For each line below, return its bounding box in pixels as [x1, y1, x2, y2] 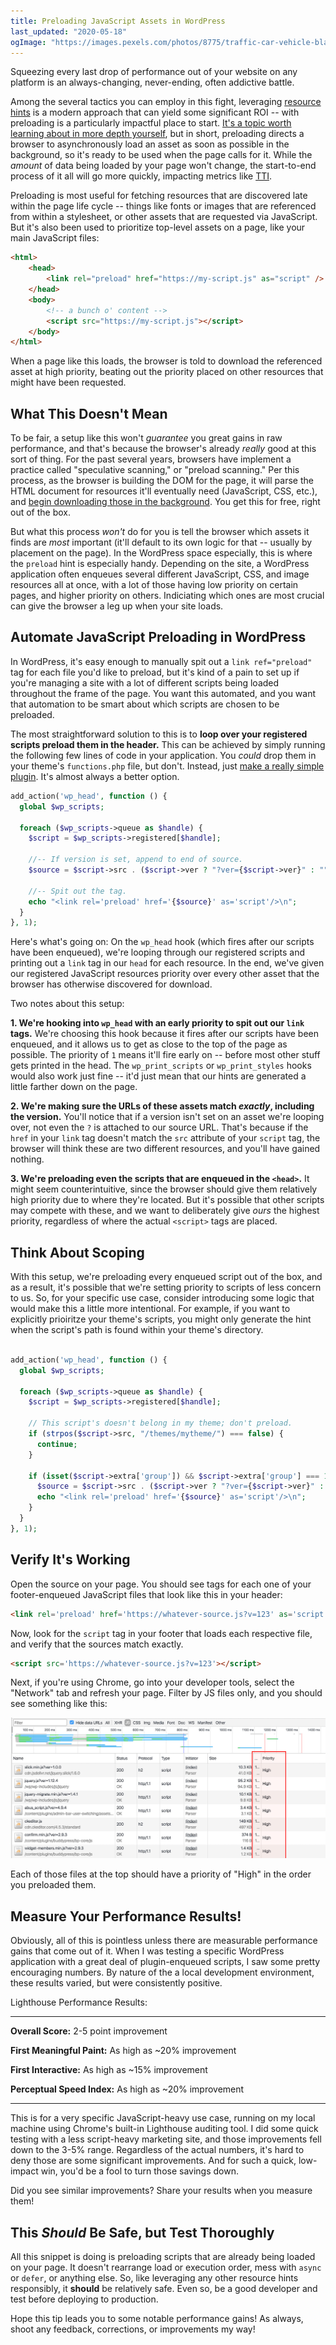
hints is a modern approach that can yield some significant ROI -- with [10, 106, 300, 119]
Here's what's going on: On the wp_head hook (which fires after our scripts [10, 936, 315, 948]
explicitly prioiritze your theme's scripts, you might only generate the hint [10, 1313, 312, 1325]
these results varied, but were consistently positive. [10, 1977, 223, 1989]
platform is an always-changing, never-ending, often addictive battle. [10, 76, 295, 89]
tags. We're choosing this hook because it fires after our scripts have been [10, 1028, 319, 1040]
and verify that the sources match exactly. [10, 1638, 184, 1650]
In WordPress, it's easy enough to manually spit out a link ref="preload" [10, 655, 313, 667]
